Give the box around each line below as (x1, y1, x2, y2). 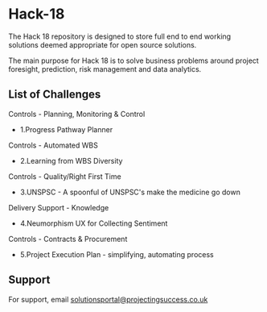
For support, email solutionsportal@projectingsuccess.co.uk (8, 294, 208, 304)
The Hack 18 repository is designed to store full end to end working (8, 31, 232, 41)
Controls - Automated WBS (8, 140, 98, 150)
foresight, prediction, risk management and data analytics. (8, 64, 202, 73)
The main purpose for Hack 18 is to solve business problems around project (8, 56, 259, 65)
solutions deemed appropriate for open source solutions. (8, 40, 197, 49)
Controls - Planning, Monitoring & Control (8, 109, 146, 119)
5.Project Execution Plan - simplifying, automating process (19, 249, 215, 259)
